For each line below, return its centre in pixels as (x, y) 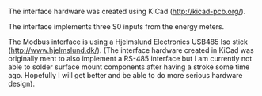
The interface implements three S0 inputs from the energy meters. (116, 26)
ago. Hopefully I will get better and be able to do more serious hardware (125, 75)
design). (22, 83)
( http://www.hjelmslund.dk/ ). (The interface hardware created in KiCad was (131, 50)
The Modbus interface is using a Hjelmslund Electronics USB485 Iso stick (128, 42)
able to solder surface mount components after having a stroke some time (129, 67)
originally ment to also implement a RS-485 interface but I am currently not (130, 59)
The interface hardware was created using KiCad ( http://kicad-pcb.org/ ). (127, 11)
